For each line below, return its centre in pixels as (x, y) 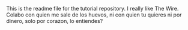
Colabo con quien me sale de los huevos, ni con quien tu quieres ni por (94, 15)
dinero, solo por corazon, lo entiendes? (55, 21)
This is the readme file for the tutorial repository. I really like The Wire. (92, 9)
